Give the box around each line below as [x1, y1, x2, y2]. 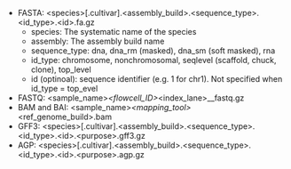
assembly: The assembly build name [30, 36, 165, 46]
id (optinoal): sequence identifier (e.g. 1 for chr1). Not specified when [30, 74, 283, 84]
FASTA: [17, 8, 44, 18]
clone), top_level [30, 64, 91, 75]
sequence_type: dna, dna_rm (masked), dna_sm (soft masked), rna [30, 45, 276, 56]
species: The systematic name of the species [30, 27, 197, 36]
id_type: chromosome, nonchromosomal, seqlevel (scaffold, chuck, [30, 55, 277, 65]
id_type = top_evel [30, 84, 98, 93]
